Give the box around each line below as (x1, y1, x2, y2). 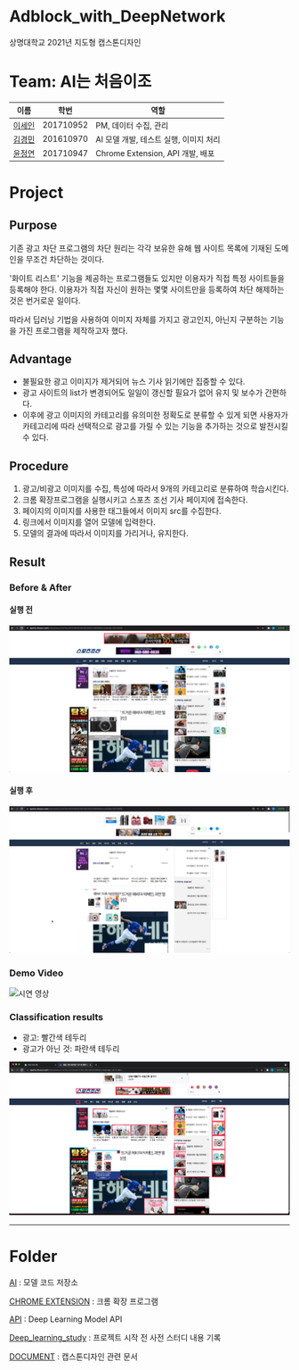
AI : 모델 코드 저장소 (9, 1277, 78, 1288)
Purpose (9, 218, 58, 233)
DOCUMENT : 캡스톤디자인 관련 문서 (9, 1351, 138, 1362)
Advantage (9, 352, 73, 367)
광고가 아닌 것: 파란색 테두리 (21, 1043, 120, 1054)
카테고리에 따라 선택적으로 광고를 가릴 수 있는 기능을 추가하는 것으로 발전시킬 (21, 421, 289, 432)
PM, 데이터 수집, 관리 (95, 120, 169, 130)
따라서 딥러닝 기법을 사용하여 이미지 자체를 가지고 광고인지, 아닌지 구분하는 (9, 314, 269, 325)
